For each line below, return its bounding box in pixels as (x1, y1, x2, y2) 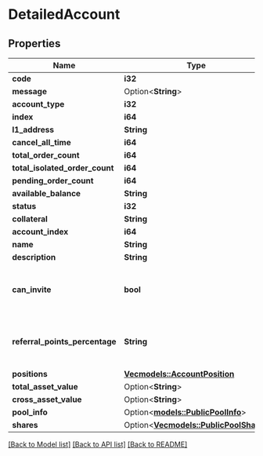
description (12, 252, 56, 262)
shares (12, 420, 38, 430)
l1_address (12, 124, 55, 135)
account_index (12, 226, 69, 237)
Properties (8, 37, 61, 50)
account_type (12, 99, 65, 109)
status (12, 201, 37, 211)
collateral (12, 213, 49, 224)
